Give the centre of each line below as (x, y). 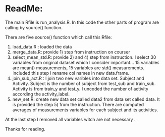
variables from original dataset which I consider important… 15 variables (86, 62)
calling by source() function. (34, 27)
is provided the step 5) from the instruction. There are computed (78, 104)
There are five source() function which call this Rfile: (59, 37)
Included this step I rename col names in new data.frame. (71, 73)
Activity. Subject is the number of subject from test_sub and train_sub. (84, 83)
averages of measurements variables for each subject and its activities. (85, 110)
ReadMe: (24, 9)
